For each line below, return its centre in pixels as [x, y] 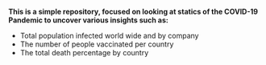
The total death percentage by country [84, 53]
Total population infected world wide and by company [109, 36]
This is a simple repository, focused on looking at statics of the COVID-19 [133, 12]
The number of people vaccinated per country [97, 44]
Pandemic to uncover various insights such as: [89, 20]
